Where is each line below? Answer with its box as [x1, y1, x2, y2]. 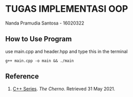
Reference [5, 72, 39, 81]
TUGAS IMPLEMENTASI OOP [5, 3, 128, 15]
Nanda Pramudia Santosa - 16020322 [5, 20, 85, 26]
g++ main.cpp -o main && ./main [5, 58, 74, 63]
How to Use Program [5, 35, 72, 43]
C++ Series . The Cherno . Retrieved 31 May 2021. [12, 85, 116, 92]
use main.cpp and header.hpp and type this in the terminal [5, 48, 128, 54]
